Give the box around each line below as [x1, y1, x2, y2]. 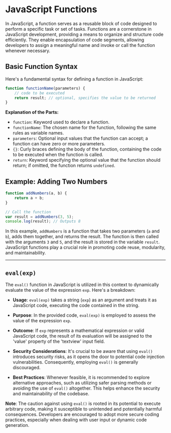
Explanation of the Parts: [5, 109, 59, 115]
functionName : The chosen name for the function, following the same [12, 124, 157, 131]
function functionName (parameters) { [5, 86, 85, 91]
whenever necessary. [5, 47, 51, 54]
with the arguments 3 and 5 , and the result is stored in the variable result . [5, 239, 160, 245]
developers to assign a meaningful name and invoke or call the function [5, 42, 155, 48]
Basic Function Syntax [5, 62, 78, 71]
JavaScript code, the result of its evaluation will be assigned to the [12, 333, 152, 339]
